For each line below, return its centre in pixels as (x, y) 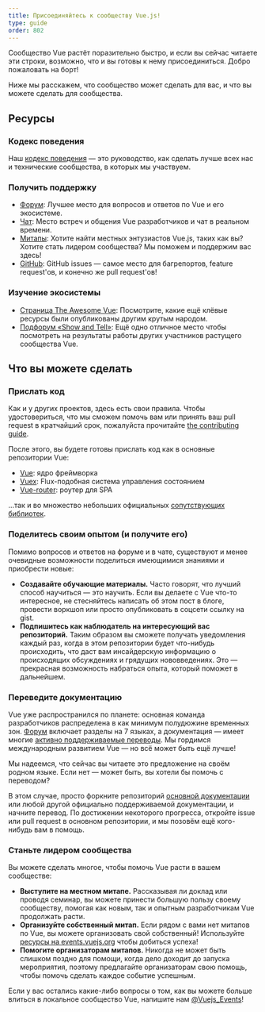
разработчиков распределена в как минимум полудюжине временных (129, 722)
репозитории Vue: (39, 458)
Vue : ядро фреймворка (59, 473)
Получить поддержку (53, 187)
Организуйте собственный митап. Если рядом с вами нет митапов (135, 925)
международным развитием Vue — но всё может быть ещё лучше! (122, 748)
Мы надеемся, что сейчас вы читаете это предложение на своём (119, 764)
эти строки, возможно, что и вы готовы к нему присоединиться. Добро (129, 61)
